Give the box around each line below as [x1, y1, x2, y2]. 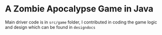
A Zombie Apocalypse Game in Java [5, 3, 154, 14]
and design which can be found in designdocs [5, 24, 96, 30]
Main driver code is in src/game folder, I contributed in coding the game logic [5, 19, 157, 25]
